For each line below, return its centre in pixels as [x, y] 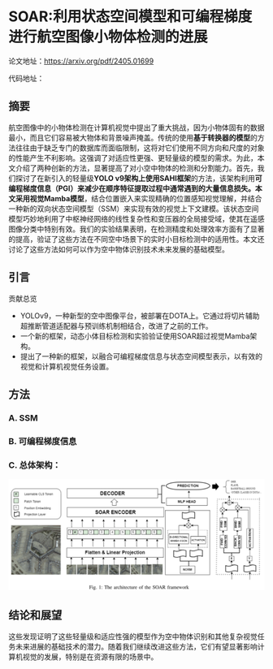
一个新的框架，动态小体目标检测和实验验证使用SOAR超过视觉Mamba [135, 336]
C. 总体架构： [35, 465]
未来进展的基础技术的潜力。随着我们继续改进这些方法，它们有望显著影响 [136, 646]
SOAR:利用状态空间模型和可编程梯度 [130, 17]
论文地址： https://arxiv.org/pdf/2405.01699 [81, 61]
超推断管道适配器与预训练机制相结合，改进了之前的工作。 [116, 326]
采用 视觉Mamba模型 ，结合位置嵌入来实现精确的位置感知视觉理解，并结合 [139, 198]
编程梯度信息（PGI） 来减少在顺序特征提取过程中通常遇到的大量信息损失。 [132, 188]
